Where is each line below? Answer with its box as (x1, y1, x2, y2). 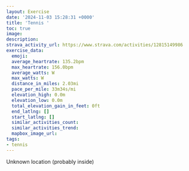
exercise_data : (6, 48, 44, 54)
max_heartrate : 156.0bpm (11, 64, 74, 70)
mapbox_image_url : (11, 130, 58, 137)
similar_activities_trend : (11, 125, 79, 131)
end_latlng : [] (11, 108, 50, 114)
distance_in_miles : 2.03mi (11, 81, 79, 87)
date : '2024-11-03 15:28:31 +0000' (6, 14, 95, 20)
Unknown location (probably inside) (6, 158, 94, 165)
